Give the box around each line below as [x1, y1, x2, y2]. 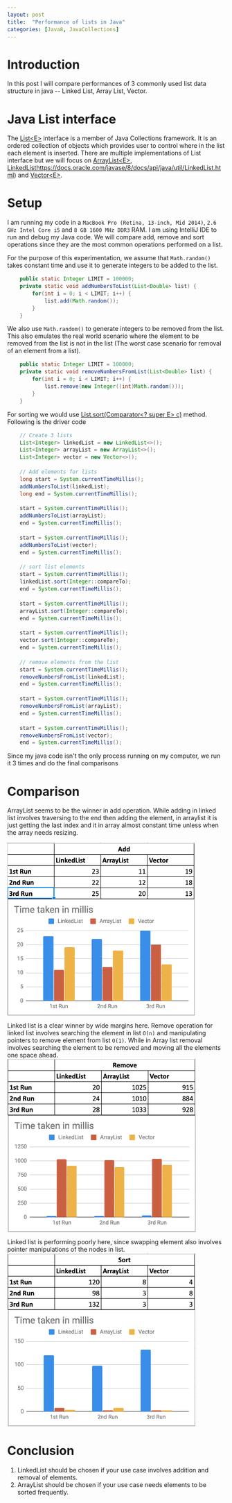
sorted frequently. [17, 1488, 69, 1497]
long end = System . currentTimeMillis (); [19, 490, 138, 498]
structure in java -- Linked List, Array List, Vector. [7, 87, 148, 95]
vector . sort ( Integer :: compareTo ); [19, 637, 119, 644]
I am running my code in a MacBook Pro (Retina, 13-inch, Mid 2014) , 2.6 [7, 219, 217, 227]
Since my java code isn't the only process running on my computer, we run [7, 751, 221, 760]
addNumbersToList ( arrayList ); [19, 512, 107, 520]
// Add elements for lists [19, 468, 98, 475]
